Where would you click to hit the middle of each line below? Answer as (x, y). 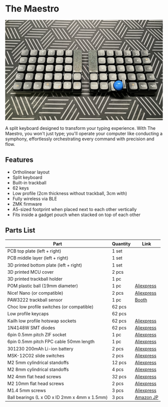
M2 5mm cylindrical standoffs (38, 363)
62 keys (20, 188)
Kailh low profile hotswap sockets (42, 321)
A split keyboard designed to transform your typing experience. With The (80, 128)
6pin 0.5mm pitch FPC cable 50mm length (51, 342)
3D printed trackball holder (35, 279)
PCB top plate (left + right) (34, 251)
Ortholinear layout (31, 172)
